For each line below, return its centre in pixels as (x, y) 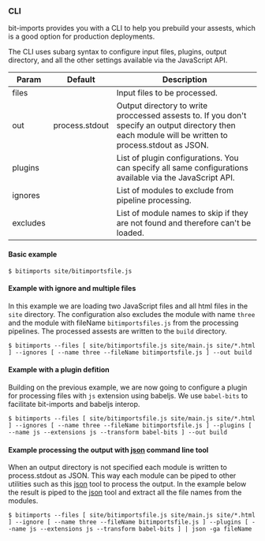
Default (81, 80)
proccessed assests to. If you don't (181, 116)
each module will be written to (172, 136)
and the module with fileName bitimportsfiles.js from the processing (123, 323)
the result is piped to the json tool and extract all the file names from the (125, 492)
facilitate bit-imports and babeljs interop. (74, 404)
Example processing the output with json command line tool (108, 450)
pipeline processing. (154, 200)
